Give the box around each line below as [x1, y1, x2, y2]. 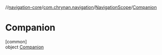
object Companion [5, 44, 44, 50]
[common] [5, 38, 27, 44]
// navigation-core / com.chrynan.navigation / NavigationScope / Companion [5, 5, 157, 10]
